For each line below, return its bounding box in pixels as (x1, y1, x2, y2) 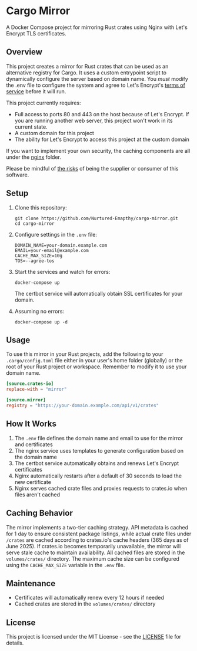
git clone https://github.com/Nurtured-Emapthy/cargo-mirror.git (14, 215, 178, 221)
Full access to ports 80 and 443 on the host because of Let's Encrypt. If (14, 110, 189, 117)
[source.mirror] (6, 397, 46, 403)
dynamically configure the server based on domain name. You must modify (6, 75, 188, 82)
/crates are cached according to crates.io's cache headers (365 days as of (6, 536, 189, 544)
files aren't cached (14, 491, 61, 498)
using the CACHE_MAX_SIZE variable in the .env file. (6, 561, 125, 568)
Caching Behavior (6, 508, 74, 518)
